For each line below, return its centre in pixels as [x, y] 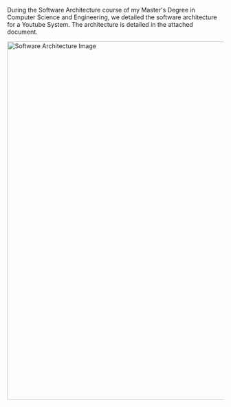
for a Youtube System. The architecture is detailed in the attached [100, 24]
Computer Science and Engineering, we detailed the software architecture [112, 17]
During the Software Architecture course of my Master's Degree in [101, 10]
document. [22, 32]
